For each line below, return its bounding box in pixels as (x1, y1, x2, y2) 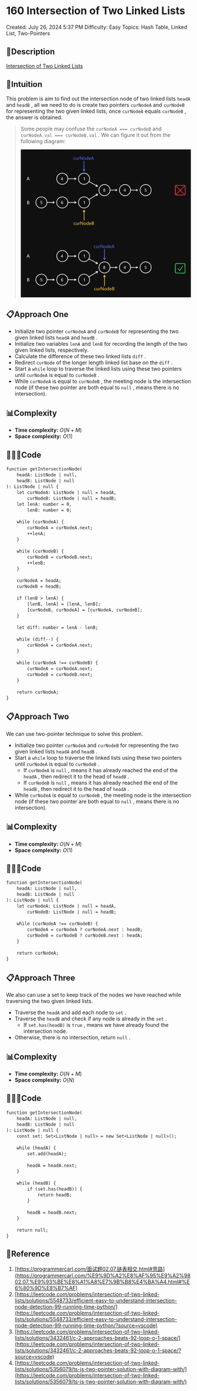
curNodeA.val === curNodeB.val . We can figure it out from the (20, 131, 171, 139)
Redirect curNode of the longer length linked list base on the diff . (14, 359, 173, 366)
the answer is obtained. (6, 113, 63, 121)
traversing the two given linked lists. (6, 998, 93, 1005)
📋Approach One (6, 309, 69, 319)
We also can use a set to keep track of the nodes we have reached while (6, 991, 182, 999)
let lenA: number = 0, (16, 501, 72, 507)
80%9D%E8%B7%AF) (23, 1284, 78, 1291)
